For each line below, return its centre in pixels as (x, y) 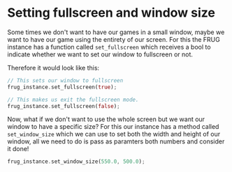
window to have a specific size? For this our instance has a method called (113, 127)
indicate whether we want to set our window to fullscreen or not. (100, 54)
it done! (18, 149)
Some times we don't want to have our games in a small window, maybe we (116, 32)
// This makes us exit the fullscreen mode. (73, 100)
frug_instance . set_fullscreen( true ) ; (62, 87)
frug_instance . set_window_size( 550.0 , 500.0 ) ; (76, 162)
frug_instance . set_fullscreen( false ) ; (64, 106)
